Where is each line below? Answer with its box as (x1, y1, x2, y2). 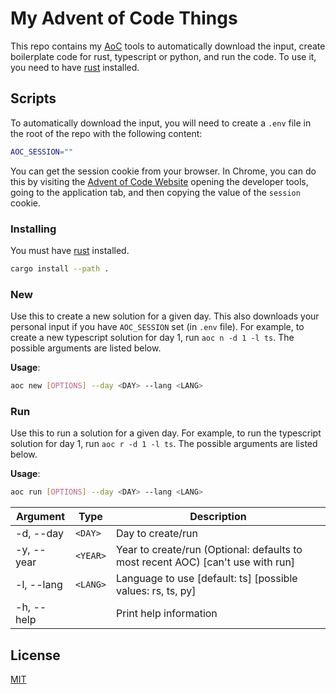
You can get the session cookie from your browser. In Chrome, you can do (10, 165, 317, 177)
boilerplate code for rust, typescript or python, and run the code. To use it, (10, 50, 317, 62)
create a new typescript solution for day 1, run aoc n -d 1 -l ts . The (10, 332, 295, 344)
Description (189, 510, 247, 524)
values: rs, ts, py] (116, 584, 197, 598)
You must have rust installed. (10, 244, 130, 256)
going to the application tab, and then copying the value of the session (10, 186, 301, 198)
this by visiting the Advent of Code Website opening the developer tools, (10, 175, 309, 187)
